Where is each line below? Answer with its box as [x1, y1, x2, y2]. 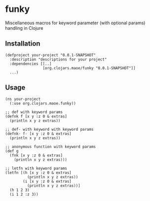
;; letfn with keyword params [5, 166, 68, 171]
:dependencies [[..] [9, 61, 52, 66]
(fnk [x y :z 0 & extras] [9, 152, 63, 158]
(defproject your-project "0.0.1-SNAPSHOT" [5, 52, 96, 57]
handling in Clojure [5, 25, 43, 31]
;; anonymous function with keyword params [5, 144, 96, 149]
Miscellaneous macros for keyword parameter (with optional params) [5, 20, 146, 26]
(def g [5, 149, 19, 153]
